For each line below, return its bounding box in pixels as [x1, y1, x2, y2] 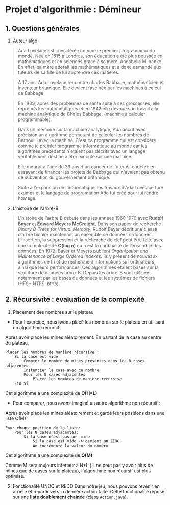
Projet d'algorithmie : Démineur [5, 4, 141, 15]
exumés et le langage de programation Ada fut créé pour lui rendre [17, 190, 159, 196]
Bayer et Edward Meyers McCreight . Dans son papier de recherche [17, 220, 162, 227]
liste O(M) [5, 415, 27, 421]
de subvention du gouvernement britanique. [17, 174, 111, 180]
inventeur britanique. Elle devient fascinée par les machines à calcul [17, 85, 161, 91]
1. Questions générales [5, 24, 80, 33]
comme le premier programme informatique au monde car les [17, 143, 148, 149]
